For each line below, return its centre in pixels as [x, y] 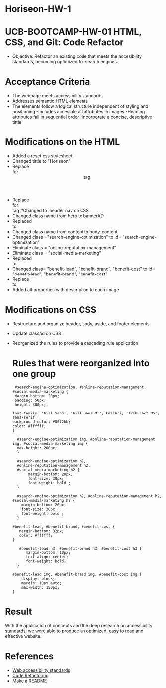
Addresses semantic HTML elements [50, 101]
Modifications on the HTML [63, 142]
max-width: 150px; [41, 587]
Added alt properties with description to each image [66, 290]
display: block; [38, 579]
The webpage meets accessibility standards [57, 96]
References [29, 656]
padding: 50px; [30, 400]
